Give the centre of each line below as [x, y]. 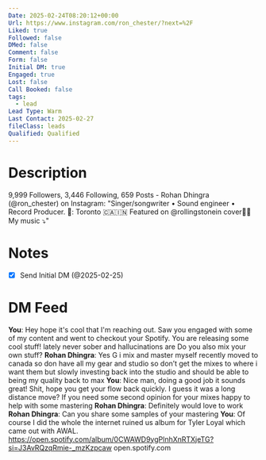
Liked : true [28, 30]
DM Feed [38, 307]
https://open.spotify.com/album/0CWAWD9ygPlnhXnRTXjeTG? [111, 439]
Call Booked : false [40, 89]
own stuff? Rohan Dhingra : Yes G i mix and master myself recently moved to [133, 355]
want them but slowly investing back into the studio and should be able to [129, 372]
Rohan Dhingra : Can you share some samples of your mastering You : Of [127, 414]
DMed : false [28, 45]
